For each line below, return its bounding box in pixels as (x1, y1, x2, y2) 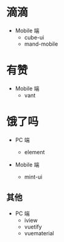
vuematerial (24, 229, 54, 237)
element (24, 148, 45, 155)
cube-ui (24, 34, 44, 41)
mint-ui (24, 173, 43, 180)
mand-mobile (24, 40, 59, 48)
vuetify (24, 223, 42, 230)
